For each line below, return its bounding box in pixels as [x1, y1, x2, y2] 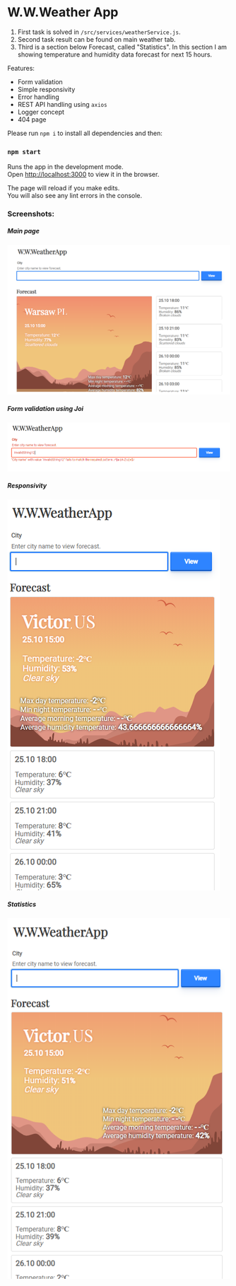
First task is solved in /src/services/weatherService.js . [17, 28, 181, 36]
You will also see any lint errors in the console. [7, 192, 143, 200]
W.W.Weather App [7, 4, 119, 21]
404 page [17, 115, 47, 124]
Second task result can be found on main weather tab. [17, 35, 176, 43]
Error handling [17, 93, 59, 101]
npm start [7, 148, 41, 156]
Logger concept [17, 108, 65, 116]
